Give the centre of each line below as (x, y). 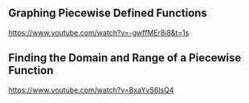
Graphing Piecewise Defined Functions (108, 13)
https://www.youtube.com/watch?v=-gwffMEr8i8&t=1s (99, 32)
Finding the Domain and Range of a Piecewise (125, 58)
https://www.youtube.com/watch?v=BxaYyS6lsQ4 (91, 90)
